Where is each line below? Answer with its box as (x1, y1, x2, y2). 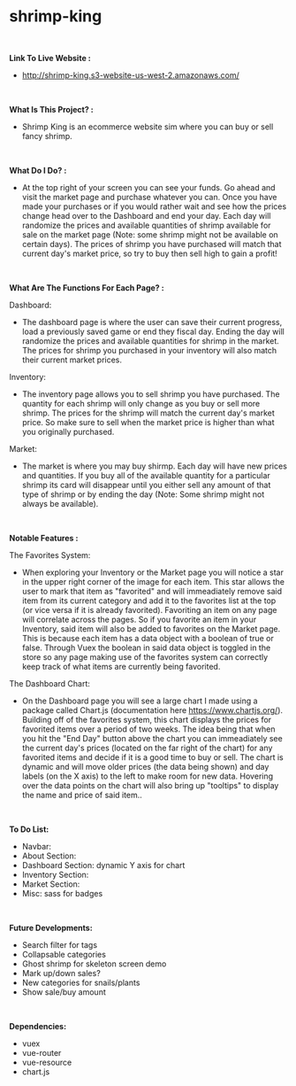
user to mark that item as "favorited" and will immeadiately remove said (21, 586, 283, 596)
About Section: (21, 850, 77, 861)
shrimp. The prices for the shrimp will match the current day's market (21, 407, 276, 418)
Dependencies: (9, 1020, 67, 1031)
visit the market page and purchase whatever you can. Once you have (21, 191, 277, 202)
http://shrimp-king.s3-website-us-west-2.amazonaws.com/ (21, 69, 240, 81)
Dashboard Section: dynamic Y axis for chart (21, 859, 186, 870)
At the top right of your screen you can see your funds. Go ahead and (21, 182, 276, 192)
